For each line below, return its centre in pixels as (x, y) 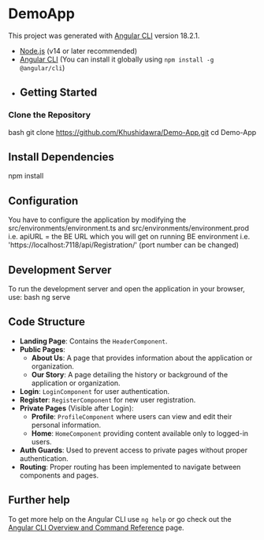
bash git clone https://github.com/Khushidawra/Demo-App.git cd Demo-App (132, 132)
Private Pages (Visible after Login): (76, 408)
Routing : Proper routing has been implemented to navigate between (130, 467)
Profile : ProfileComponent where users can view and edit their (132, 416)
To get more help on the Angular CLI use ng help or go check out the (120, 519)
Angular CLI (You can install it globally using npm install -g (117, 59)
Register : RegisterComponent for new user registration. (108, 399)
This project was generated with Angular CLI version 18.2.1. (104, 36)
